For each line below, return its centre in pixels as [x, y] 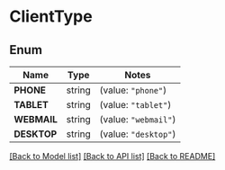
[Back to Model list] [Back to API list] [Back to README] [112, 156]
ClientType [51, 17]
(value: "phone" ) [133, 90]
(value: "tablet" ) [135, 105]
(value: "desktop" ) [138, 134]
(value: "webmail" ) [138, 119]
